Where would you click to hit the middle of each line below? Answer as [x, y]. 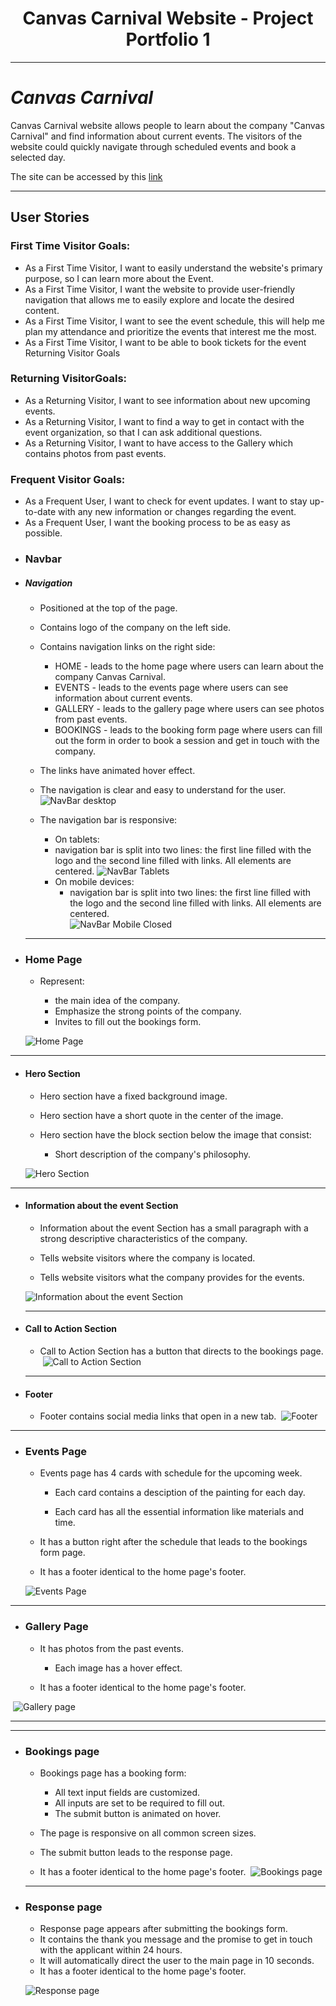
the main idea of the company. [117, 1001]
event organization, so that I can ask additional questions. [143, 432]
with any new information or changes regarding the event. [177, 512]
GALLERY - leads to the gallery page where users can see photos [189, 709]
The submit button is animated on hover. [138, 1814]
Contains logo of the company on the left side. [135, 628]
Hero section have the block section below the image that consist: [175, 1134]
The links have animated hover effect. [117, 771]
